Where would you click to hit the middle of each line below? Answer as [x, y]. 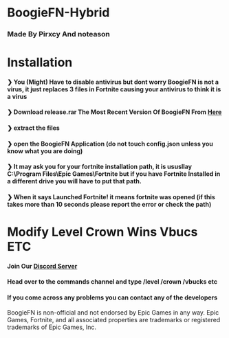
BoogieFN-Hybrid [58, 13]
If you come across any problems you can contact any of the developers [112, 297]
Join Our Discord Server [42, 266]
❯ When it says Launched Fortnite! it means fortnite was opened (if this [111, 196]
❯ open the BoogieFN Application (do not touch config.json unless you [110, 144]
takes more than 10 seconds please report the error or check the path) [109, 204]
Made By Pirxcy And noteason [58, 34]
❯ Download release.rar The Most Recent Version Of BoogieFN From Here [115, 112]
